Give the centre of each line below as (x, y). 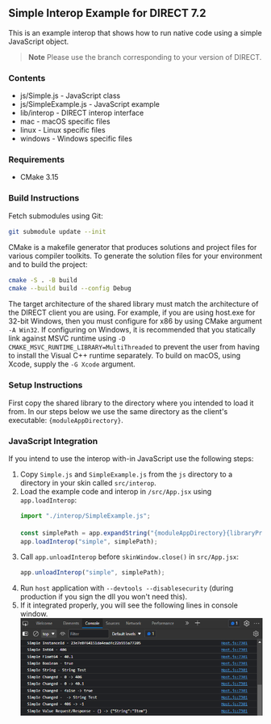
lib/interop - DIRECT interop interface (82, 113)
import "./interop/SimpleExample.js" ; (85, 516)
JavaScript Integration (53, 441)
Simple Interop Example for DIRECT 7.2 (108, 13)
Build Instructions (44, 198)
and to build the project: (48, 264)
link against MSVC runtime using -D (67, 338)
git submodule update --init (57, 231)
